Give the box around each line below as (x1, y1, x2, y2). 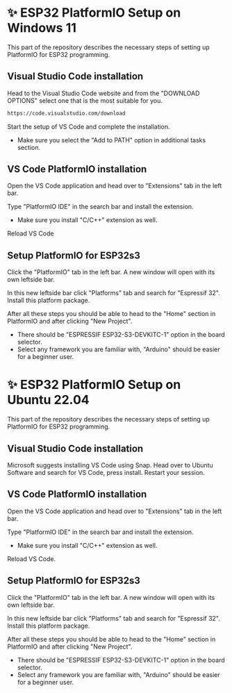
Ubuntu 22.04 (7, 392, 90, 408)
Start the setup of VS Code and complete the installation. (7, 122, 170, 131)
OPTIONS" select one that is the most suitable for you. (7, 96, 163, 105)
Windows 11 (7, 20, 76, 36)
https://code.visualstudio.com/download (7, 110, 126, 117)
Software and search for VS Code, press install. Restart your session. (7, 469, 205, 476)
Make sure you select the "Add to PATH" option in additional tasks (17, 135, 206, 144)
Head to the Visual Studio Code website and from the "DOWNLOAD (7, 89, 200, 97)
